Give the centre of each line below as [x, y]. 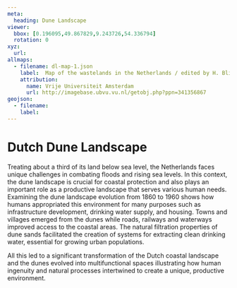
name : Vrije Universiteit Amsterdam [80, 86]
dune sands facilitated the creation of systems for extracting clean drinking [116, 234]
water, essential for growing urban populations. [76, 241]
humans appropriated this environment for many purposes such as [104, 204]
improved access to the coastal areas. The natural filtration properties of [113, 227]
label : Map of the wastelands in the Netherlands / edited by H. [120, 73]
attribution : [39, 79]
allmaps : [20, 60]
